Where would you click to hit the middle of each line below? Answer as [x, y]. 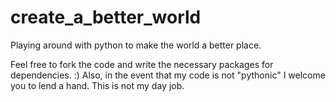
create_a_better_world [106, 17]
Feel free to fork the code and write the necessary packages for [142, 64]
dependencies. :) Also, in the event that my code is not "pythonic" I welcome [168, 75]
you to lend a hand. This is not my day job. [97, 85]
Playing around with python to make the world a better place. [136, 45]
